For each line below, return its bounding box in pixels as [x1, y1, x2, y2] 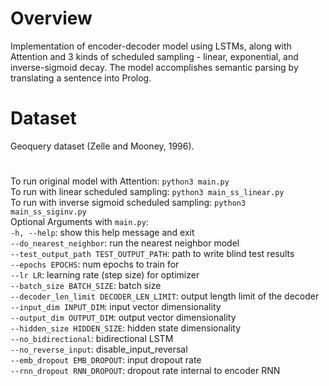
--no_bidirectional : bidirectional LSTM [10, 333, 174, 345]
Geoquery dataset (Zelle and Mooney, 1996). [10, 140, 195, 152]
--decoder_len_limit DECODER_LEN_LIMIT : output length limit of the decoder [10, 290, 320, 302]
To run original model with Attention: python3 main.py [10, 175, 230, 187]
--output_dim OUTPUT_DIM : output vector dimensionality [10, 312, 237, 324]
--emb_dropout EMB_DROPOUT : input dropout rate [10, 354, 202, 366]
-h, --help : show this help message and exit [10, 227, 195, 239]
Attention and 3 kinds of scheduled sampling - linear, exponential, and [10, 50, 299, 62]
